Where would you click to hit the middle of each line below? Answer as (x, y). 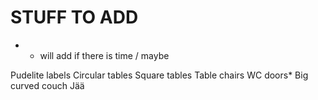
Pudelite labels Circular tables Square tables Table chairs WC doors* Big (159, 75)
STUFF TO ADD (74, 17)
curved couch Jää (47, 85)
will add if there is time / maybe (104, 55)
